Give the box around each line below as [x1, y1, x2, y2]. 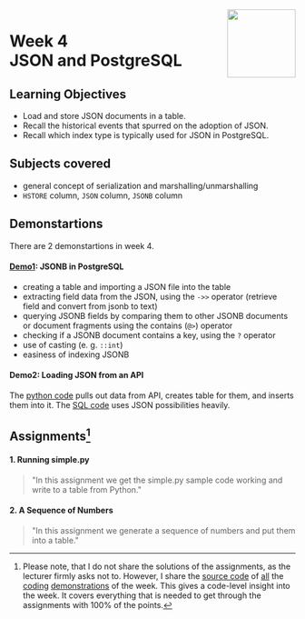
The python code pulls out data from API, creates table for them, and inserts [9, 390, 295, 401]
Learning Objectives [9, 86, 127, 102]
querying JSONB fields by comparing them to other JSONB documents [22, 310, 289, 321]
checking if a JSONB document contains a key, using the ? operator [22, 329, 276, 340]
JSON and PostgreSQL [9, 50, 182, 71]
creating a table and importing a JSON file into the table [22, 281, 231, 292]
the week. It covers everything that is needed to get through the [22, 590, 261, 601]
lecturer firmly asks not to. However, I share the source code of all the [22, 570, 284, 581]
